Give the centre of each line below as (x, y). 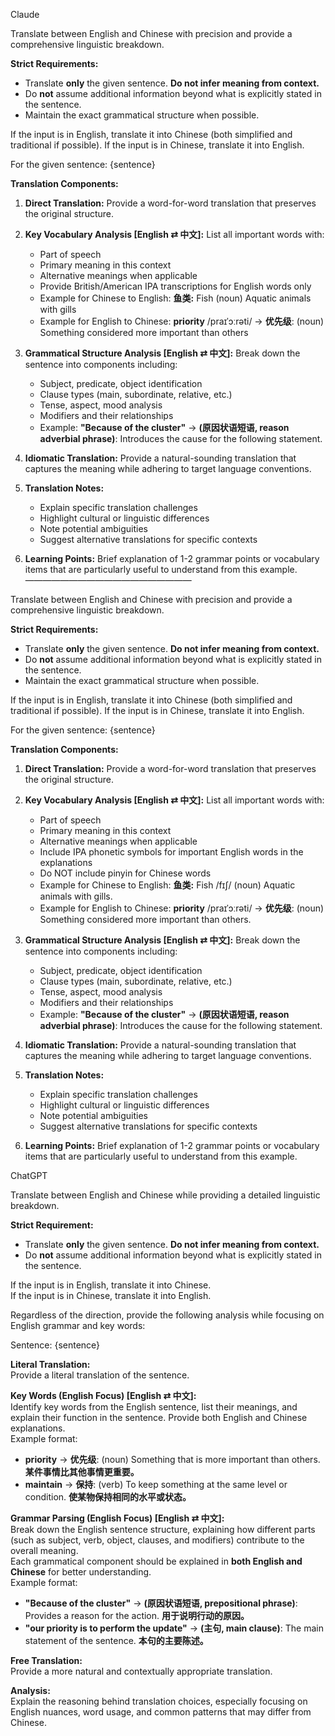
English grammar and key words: (78, 1325)
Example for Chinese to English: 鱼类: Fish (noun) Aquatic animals (175, 298)
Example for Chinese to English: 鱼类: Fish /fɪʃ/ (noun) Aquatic (167, 885)
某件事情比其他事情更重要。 (82, 1472)
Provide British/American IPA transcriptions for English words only (175, 286)
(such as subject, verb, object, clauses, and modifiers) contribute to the (157, 1540)
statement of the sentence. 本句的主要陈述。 (116, 1640)
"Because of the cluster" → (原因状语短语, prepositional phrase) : (161, 1603)
